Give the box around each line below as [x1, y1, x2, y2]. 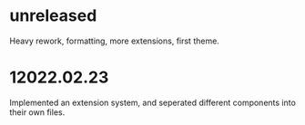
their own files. [9, 106, 66, 118]
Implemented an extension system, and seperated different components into [9, 97, 296, 108]
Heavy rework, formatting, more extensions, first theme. [9, 35, 220, 46]
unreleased [9, 5, 97, 26]
